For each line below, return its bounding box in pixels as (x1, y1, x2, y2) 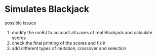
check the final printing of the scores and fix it (11, 40, 106, 46)
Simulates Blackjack (4, 3, 89, 15)
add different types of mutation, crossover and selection (11, 45, 126, 51)
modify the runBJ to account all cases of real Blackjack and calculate (11, 29, 153, 35)
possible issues (4, 20, 37, 26)
